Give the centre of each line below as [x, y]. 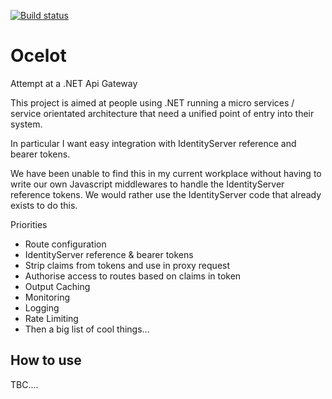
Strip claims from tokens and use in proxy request [127, 265]
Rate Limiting [51, 318]
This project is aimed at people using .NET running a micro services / [152, 102]
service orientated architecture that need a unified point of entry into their [162, 113]
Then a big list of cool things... [87, 329]
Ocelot [38, 56]
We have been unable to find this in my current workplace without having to [166, 173]
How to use [46, 360]
